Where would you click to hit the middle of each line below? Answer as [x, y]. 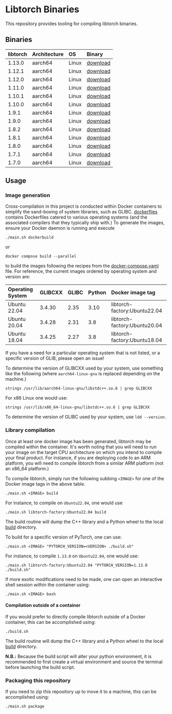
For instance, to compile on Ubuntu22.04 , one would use [64, 503]
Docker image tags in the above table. [45, 484]
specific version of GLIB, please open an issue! [55, 358]
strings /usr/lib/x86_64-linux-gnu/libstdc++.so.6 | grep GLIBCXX [78, 407]
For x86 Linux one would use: [37, 398]
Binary [95, 54]
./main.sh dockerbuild [29, 237]
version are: [18, 277]
